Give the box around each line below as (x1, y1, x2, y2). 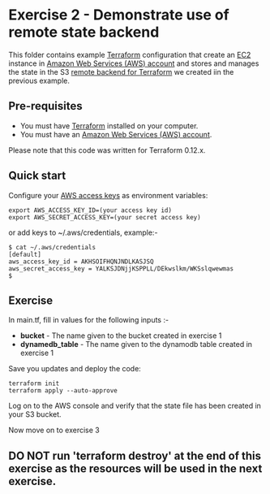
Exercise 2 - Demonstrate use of (8, 6, 229, 24)
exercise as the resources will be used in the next (8, 461, 263, 475)
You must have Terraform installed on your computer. (19, 120, 199, 131)
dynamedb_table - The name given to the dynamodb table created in (19, 340, 253, 349)
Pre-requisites (8, 99, 83, 113)
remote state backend (8, 23, 160, 41)
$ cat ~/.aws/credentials (8, 243, 96, 251)
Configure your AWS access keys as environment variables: (8, 190, 208, 200)
